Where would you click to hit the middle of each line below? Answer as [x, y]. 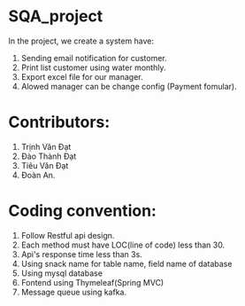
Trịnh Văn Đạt [46, 146]
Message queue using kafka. [74, 292]
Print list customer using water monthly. [93, 67]
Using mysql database [62, 273]
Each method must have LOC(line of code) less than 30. [123, 245]
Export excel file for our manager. [82, 76]
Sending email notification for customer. [94, 58]
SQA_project [56, 16]
